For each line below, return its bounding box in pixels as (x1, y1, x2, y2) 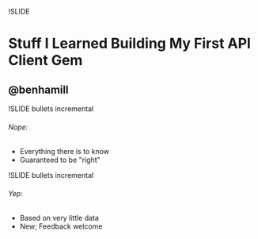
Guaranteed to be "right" (19, 155, 101, 165)
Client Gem (8, 52, 83, 70)
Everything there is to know (19, 147, 109, 156)
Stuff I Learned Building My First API (8, 35, 252, 52)
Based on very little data (19, 214, 99, 223)
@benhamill (8, 83, 69, 96)
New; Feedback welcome (19, 222, 103, 231)
